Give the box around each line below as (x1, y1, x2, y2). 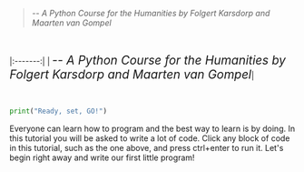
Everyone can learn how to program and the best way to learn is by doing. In (9, 123, 296, 134)
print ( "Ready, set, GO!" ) (9, 106, 107, 116)
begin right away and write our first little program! (9, 152, 195, 163)
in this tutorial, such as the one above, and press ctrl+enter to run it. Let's (9, 142, 284, 153)
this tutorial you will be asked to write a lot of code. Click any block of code (9, 132, 290, 144)
